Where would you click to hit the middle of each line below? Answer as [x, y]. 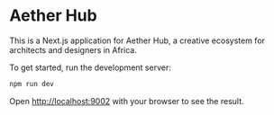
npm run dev [32, 84]
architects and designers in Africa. [73, 49]
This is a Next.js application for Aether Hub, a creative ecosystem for [137, 40]
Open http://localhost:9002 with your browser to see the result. [127, 101]
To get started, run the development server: [90, 67]
